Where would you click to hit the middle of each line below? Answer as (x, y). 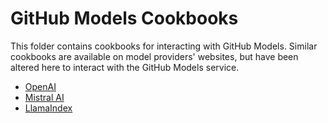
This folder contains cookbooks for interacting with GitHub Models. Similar (164, 46)
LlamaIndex (48, 108)
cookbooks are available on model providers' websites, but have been (154, 56)
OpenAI (40, 86)
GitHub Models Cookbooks (124, 18)
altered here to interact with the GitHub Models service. (125, 67)
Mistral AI (44, 97)
